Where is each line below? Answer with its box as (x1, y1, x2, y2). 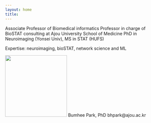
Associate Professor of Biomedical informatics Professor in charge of (5, 25, 146, 31)
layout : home (5, 7, 32, 12)
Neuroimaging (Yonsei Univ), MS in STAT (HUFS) (5, 35, 105, 42)
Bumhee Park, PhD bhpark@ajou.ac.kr (68, 112, 147, 118)
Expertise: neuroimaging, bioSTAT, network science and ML (5, 45, 127, 51)
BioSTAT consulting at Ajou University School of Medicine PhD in (5, 31, 137, 36)
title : (5, 12, 19, 17)
